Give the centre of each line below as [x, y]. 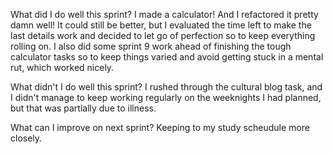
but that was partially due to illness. [83, 108]
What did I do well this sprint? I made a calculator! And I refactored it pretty [164, 14]
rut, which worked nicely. [62, 67]
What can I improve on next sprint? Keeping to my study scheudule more [160, 127]
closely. [26, 138]
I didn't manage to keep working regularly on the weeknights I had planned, [166, 97]
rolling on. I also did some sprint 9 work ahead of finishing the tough [151, 46]
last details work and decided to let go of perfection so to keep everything [163, 35]
